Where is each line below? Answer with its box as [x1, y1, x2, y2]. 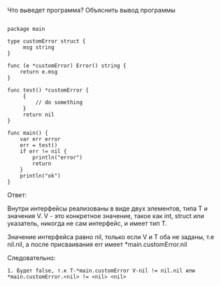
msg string [22, 44, 55, 51]
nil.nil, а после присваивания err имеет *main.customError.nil [7, 241, 187, 248]
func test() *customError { [7, 87, 90, 94]
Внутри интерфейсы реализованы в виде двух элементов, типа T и [7, 204, 208, 213]
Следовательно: [7, 254, 56, 262]
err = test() [20, 142, 58, 149]
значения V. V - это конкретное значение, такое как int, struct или [7, 212, 204, 220]
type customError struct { [7, 38, 86, 45]
